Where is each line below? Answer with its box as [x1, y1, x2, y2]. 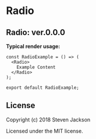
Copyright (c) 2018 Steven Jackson [6, 116, 91, 123]
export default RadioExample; [6, 85, 80, 91]
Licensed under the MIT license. [6, 127, 83, 134]
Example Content [16, 64, 56, 70]
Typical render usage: [6, 43, 61, 50]
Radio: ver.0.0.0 [6, 27, 66, 37]
